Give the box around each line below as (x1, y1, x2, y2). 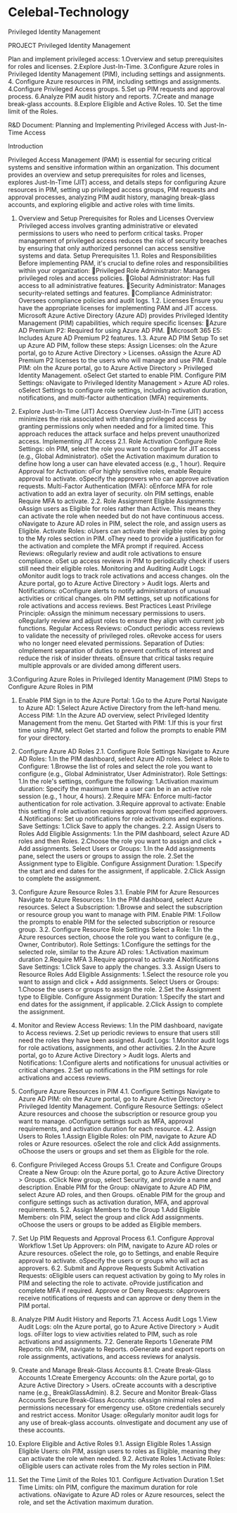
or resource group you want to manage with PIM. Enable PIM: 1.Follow (18, 910, 221, 918)
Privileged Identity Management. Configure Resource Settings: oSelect (18, 1102, 224, 1110)
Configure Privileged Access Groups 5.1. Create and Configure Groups (18, 1160, 222, 1169)
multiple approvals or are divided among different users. (18, 661, 181, 669)
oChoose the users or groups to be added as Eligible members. (18, 1220, 202, 1229)
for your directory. (18, 733, 71, 742)
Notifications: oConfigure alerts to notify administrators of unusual (18, 586, 210, 595)
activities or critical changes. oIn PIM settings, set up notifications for (18, 594, 219, 602)
